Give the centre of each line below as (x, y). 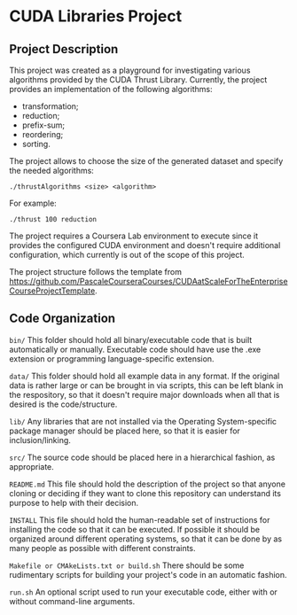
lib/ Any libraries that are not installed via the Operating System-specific (143, 421)
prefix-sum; (43, 125)
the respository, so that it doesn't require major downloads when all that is (145, 394)
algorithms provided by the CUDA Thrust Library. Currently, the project (138, 80)
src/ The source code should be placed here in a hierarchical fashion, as (142, 457)
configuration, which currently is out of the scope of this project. (127, 255)
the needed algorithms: (52, 171)
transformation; (50, 106)
